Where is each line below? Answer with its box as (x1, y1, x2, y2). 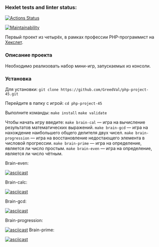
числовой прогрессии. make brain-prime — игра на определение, (5, 140, 142, 146)
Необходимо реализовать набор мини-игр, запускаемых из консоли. (5, 63, 151, 69)
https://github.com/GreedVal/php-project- (60, 87, 149, 92)
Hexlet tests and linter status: (5, 4, 77, 11)
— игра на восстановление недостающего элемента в (30, 135, 145, 141)
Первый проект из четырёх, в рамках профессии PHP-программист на (5, 34, 155, 40)
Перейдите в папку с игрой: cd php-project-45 (5, 100, 102, 106)
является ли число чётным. (5, 151, 63, 156)
